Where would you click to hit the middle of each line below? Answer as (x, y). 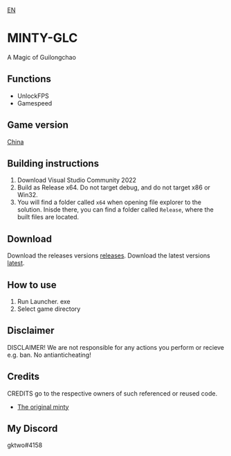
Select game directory (49, 309)
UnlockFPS (33, 96)
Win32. (27, 195)
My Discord (33, 429)
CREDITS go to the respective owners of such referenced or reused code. (112, 393)
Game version (38, 125)
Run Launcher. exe (44, 302)
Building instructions (53, 163)
